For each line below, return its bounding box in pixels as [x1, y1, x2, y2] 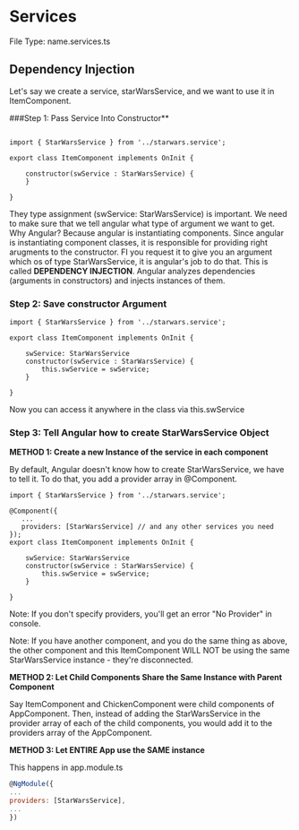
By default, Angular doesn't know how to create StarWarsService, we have [9, 464, 285, 475]
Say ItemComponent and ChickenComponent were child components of [9, 699, 275, 710]
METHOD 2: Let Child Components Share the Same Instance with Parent [9, 672, 283, 683]
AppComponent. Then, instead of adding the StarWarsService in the [9, 708, 261, 719]
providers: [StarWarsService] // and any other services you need [21, 523, 275, 532]
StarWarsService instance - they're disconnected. [9, 654, 194, 665]
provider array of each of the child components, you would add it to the [9, 718, 273, 729]
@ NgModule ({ [9, 780, 54, 789]
